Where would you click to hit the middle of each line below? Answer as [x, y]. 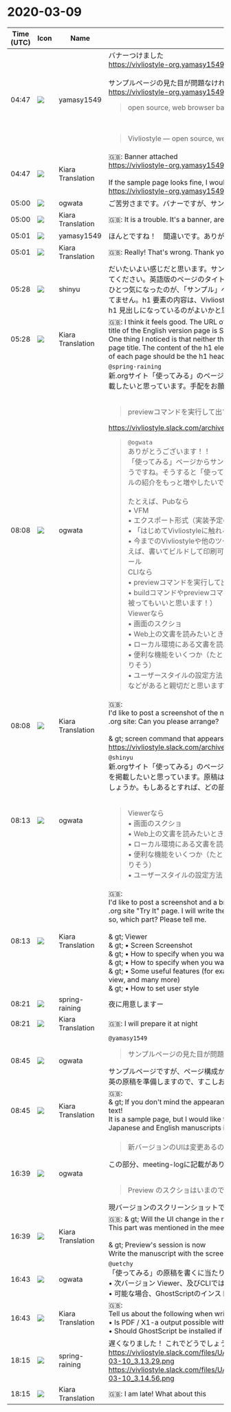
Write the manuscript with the [156, 1253]
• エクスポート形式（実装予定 [175, 520]
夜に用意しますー [136, 1004]
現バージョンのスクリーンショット [163, 1207]
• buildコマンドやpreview [168, 592]
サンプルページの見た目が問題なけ [163, 83]
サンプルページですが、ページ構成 [163, 1071]
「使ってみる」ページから [169, 461]
